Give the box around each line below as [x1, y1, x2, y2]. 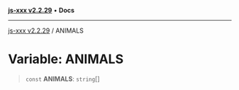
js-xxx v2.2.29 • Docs [8, 6, 75, 14]
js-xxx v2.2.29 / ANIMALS [8, 26, 84, 35]
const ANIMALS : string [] [25, 74, 100, 83]
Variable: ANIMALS [8, 51, 124, 67]
